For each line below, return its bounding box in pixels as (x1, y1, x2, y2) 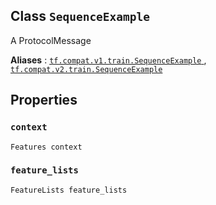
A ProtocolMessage (10, 34, 92, 46)
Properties (10, 92, 78, 109)
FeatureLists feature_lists (10, 185, 128, 195)
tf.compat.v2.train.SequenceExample (10, 64, 163, 74)
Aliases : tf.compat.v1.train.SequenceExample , (10, 54, 207, 66)
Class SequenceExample (10, 8, 151, 25)
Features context (10, 142, 83, 152)
